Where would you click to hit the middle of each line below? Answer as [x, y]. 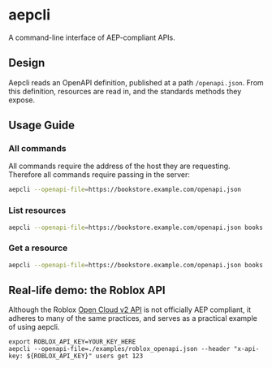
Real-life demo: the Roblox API [87, 290]
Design [27, 63]
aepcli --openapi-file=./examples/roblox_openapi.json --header [119, 349]
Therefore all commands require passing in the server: [99, 175]
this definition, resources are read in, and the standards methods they [125, 91]
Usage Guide [42, 126]
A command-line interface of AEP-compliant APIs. [92, 37]
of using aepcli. [34, 327]
